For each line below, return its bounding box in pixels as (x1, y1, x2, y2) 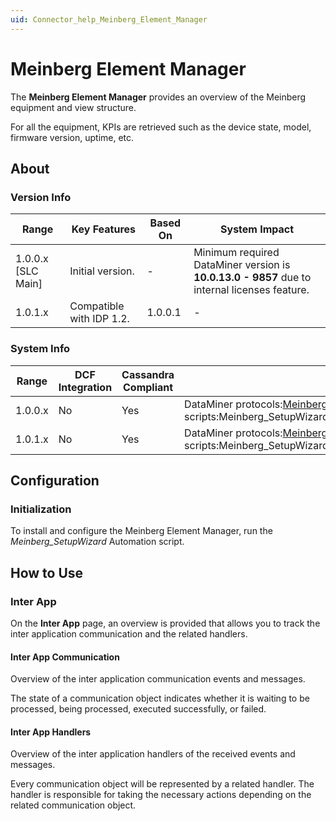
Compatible (69, 299, 125, 313)
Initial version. (69, 264, 135, 278)
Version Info (10, 190, 72, 204)
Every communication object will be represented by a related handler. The (10, 778, 315, 790)
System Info (10, 342, 71, 356)
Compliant (123, 380, 174, 394)
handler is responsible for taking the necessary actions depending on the (10, 789, 312, 801)
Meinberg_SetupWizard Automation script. (10, 536, 185, 548)
